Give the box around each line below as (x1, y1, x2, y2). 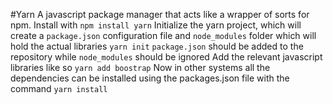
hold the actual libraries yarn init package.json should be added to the (10, 40, 304, 52)
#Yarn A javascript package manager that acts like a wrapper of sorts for (10, 9, 310, 20)
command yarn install (10, 83, 108, 94)
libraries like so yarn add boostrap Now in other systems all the (10, 62, 271, 73)
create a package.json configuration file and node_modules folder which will (10, 30, 317, 41)
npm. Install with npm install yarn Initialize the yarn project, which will (10, 19, 302, 31)
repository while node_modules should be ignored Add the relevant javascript (10, 51, 323, 63)
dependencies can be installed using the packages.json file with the (10, 72, 290, 84)
